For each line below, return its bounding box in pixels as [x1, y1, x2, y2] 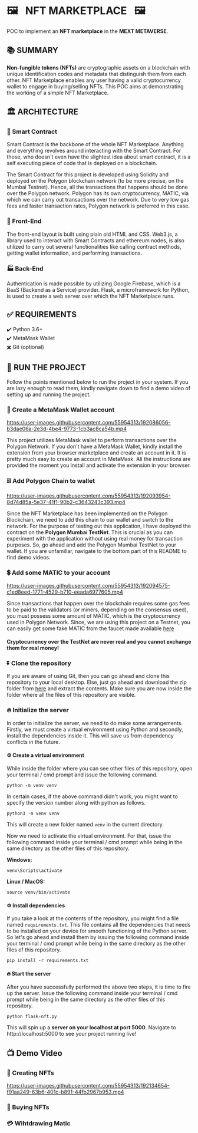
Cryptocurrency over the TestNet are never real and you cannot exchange [6, 638, 192, 645]
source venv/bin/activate [6, 889, 70, 895]
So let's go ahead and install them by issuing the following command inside [6, 934, 190, 941]
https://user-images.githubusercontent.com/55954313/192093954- [6, 492, 171, 499]
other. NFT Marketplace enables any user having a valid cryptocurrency [6, 77, 181, 84]
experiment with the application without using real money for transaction [6, 535, 183, 542]
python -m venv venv [6, 782, 58, 788]
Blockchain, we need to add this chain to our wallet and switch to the [6, 516, 174, 523]
